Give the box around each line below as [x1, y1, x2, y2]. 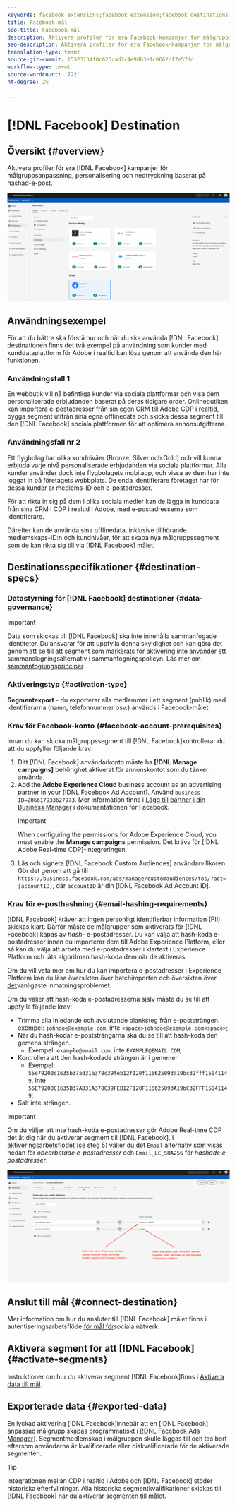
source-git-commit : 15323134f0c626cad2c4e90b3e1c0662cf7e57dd [7, 56, 194, 64]
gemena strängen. [17, 1038, 71, 1047]
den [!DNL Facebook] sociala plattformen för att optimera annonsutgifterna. [7, 420, 227, 428]
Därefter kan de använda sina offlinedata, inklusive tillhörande [7, 526, 187, 534]
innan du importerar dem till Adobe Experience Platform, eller [47, 937, 226, 946]
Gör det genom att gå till [17, 866, 88, 875]
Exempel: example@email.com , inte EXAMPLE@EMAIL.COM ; [28, 1046, 182, 1055]
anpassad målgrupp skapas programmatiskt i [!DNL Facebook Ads [7, 1427, 200, 1435]
